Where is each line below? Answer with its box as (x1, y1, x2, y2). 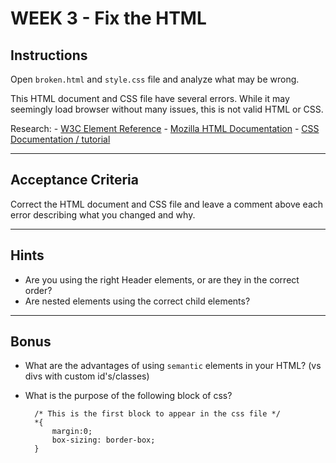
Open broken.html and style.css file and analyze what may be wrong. (10, 73, 300, 85)
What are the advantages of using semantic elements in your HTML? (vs (24, 360, 322, 372)
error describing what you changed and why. (10, 208, 196, 221)
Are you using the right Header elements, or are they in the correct (24, 273, 300, 286)
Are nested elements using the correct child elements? (24, 295, 251, 307)
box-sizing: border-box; (51, 435, 156, 446)
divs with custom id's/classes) (24, 370, 150, 382)
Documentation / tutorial (10, 133, 111, 145)
